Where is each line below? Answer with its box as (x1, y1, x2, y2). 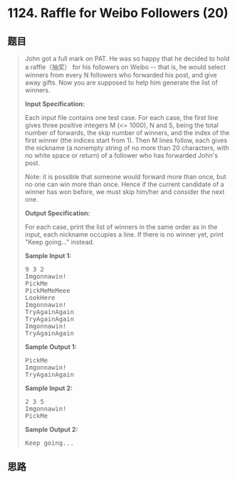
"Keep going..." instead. (24, 238, 95, 246)
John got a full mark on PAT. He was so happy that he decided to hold (24, 55, 230, 63)
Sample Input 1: (24, 252, 72, 260)
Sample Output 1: (24, 343, 77, 351)
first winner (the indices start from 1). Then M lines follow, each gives (24, 136, 228, 144)
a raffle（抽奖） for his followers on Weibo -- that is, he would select (24, 63, 226, 71)
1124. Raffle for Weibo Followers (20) (7, 5, 229, 21)
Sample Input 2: (24, 384, 73, 392)
